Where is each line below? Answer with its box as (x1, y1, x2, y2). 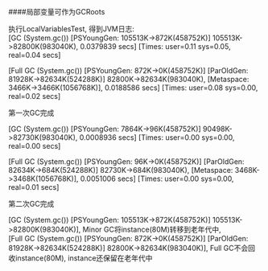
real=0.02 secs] (8, 92, 61, 101)
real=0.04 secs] (8, 51, 61, 60)
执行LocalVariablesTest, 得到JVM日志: (8, 24, 135, 34)
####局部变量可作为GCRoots (8, 7, 105, 16)
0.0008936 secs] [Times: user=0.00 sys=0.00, (79, 133, 235, 142)
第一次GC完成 (8, 108, 55, 117)
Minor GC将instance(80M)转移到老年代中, (82, 224, 221, 234)
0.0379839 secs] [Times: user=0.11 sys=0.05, (80, 42, 231, 51)
